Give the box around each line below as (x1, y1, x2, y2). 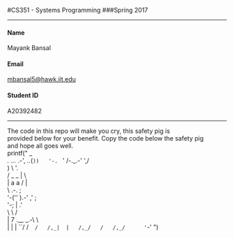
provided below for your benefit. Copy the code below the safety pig (7, 134, 204, 142)
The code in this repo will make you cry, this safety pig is (7, 127, 171, 135)
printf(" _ (7, 149, 33, 157)
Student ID (7, 91, 39, 100)
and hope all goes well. (7, 141, 74, 150)
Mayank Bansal (7, 44, 51, 52)
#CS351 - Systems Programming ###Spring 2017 (7, 6, 148, 14)
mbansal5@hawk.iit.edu (7, 75, 77, 84)
